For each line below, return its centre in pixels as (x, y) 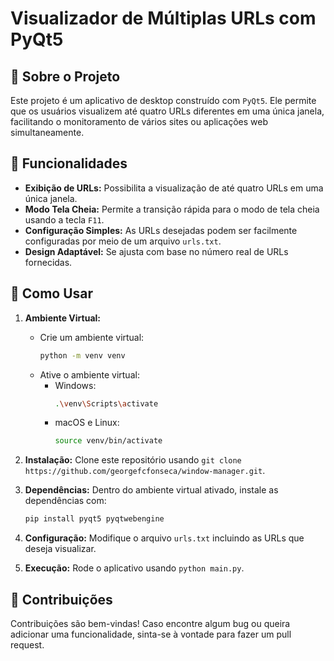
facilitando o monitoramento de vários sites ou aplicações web (139, 121)
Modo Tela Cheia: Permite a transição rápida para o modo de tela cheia (172, 209)
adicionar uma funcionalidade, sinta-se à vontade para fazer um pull (151, 634)
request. (27, 644)
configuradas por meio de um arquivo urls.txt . (123, 241)
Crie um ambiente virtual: (92, 337)
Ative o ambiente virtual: (89, 374)
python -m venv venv (82, 355)
